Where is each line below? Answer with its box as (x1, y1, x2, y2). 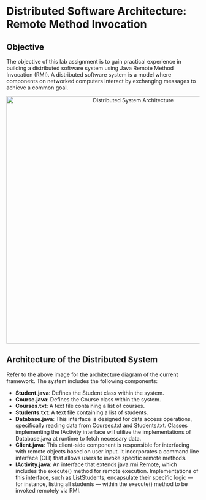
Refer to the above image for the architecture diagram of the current (6, 371, 178, 378)
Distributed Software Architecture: (6, 4, 187, 18)
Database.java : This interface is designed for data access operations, (15, 415, 193, 422)
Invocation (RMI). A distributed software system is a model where (6, 71, 172, 78)
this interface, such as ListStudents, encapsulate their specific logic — (15, 474, 193, 481)
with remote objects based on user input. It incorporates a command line (15, 447, 199, 455)
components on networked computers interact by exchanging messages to (6, 78, 196, 85)
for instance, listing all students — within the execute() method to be (15, 480, 188, 488)
